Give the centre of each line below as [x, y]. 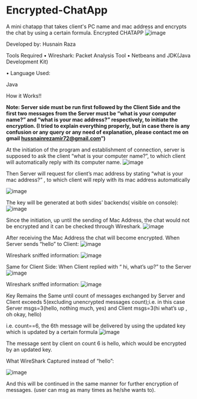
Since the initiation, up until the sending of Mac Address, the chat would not [98, 220]
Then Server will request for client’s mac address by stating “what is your [95, 173]
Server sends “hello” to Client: [43, 244]
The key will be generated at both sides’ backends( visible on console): [92, 202]
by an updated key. [29, 349]
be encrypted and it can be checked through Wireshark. [74, 226]
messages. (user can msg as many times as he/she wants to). [81, 390]
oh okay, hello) [24, 314]
